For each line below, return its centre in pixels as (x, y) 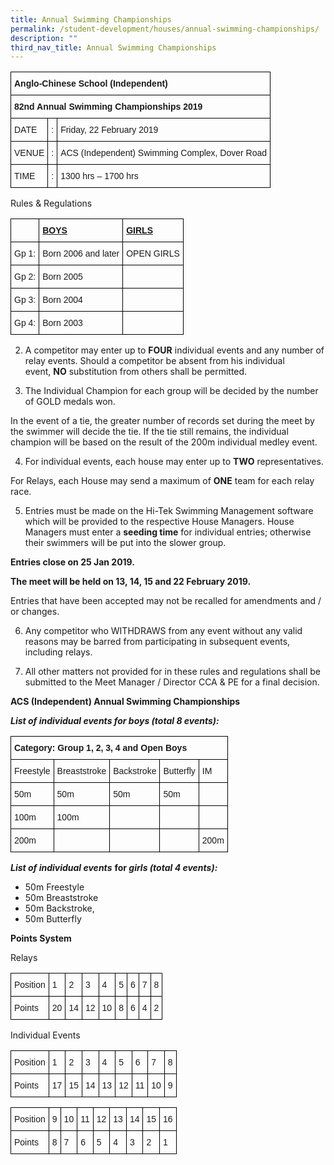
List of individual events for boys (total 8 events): (115, 721)
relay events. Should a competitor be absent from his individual (154, 361)
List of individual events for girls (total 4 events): (114, 868)
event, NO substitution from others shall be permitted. (136, 372)
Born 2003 (62, 323)
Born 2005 (62, 277)
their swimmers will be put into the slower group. (125, 543)
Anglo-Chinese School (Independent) (91, 84)
